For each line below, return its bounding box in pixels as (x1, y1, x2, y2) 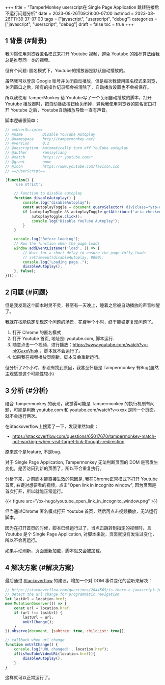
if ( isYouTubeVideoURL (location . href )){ (14, 651, 96, 656)
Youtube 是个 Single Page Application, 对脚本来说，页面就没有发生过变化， (5, 531, 157, 537)
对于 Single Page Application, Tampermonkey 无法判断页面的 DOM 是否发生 (5, 459, 159, 465)
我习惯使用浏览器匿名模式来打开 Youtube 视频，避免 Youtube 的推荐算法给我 (5, 51, 160, 57)
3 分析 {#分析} (5, 386, 49, 395)
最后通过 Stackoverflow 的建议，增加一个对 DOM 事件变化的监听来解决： (5, 577, 153, 583)
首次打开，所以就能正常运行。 (5, 488, 65, 494)
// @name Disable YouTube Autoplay (5, 132, 96, 137)
